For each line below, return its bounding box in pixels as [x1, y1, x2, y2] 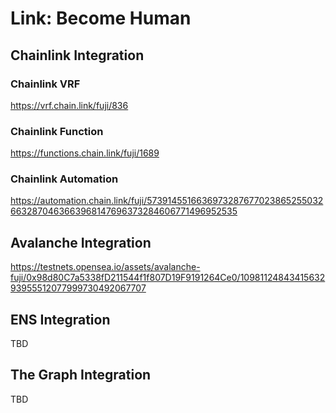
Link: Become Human [10, 7, 192, 30]
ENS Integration [10, 311, 111, 328]
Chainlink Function [10, 124, 104, 138]
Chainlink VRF [10, 77, 81, 91]
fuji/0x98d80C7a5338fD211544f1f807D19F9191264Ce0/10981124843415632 [10, 272, 326, 284]
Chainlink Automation [10, 172, 119, 186]
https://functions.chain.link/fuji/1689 [10, 147, 160, 159]
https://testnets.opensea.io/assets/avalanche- [10, 261, 201, 273]
